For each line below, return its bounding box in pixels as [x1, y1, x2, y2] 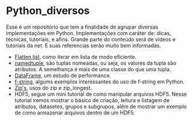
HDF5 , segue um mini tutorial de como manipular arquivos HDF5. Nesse [14, 90, 187, 97]
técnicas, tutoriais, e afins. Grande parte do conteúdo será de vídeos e [6, 36, 176, 43]
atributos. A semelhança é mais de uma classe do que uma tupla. [14, 65, 171, 72]
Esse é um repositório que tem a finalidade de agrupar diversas [6, 23, 159, 30]
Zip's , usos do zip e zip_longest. [14, 84, 92, 91]
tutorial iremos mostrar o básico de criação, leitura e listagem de [14, 96, 170, 103]
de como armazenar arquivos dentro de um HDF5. [14, 109, 135, 116]
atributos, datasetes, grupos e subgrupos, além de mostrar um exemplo [14, 103, 187, 110]
